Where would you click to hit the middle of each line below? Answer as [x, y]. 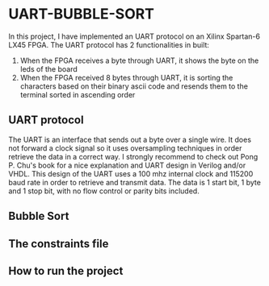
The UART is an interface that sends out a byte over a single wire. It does [130, 139]
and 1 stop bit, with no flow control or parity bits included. [104, 191]
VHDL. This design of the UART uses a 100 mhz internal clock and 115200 [131, 173]
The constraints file [59, 244]
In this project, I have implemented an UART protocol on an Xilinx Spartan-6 [134, 36]
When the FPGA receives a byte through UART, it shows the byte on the [139, 60]
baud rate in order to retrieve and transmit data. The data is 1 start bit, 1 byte [134, 182]
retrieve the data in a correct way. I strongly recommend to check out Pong [133, 156]
